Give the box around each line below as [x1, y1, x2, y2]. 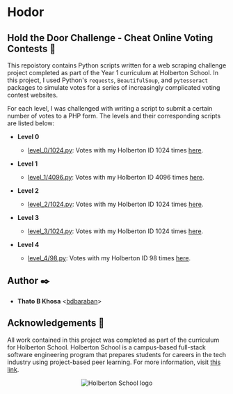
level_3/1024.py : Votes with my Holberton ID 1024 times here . [27, 227, 204, 235]
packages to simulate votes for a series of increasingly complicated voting [7, 84, 220, 91]
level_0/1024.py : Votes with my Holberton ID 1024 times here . [27, 146, 204, 154]
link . [7, 365, 19, 373]
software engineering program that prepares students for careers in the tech [7, 350, 227, 358]
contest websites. [7, 91, 58, 99]
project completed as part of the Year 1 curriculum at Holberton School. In [7, 69, 219, 77]
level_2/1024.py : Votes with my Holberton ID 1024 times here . [27, 200, 204, 208]
